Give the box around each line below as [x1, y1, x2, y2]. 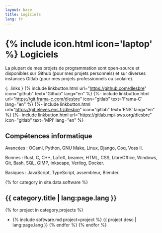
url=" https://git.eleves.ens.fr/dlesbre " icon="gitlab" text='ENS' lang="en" [5, 107, 155, 113]
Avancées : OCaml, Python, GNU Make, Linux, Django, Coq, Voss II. [5, 145, 143, 151]
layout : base [5, 7, 32, 12]
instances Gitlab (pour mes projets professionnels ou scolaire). [5, 76, 134, 82]
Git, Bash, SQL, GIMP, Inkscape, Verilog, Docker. [5, 160, 104, 166]
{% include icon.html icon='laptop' [5, 38, 153, 49]
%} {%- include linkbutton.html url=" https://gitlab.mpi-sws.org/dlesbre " [5, 112, 153, 118]
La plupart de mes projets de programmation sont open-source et [5, 65, 140, 71]
